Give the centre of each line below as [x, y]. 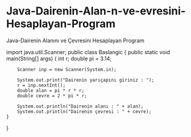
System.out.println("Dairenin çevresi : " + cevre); [84, 111]
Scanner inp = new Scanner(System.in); [67, 69]
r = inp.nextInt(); [41, 85]
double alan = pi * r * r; [51, 90]
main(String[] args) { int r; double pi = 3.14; [59, 58]
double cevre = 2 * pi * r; [52, 96]
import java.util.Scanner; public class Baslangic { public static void [88, 52]
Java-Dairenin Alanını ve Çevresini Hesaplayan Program [75, 40]
